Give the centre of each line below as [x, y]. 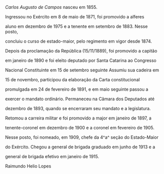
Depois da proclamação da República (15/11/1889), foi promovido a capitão [81, 51]
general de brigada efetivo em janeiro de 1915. [52, 156]
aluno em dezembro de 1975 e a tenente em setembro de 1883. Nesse [76, 26]
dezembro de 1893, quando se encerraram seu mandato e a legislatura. [78, 108]
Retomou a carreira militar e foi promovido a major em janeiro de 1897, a [79, 118]
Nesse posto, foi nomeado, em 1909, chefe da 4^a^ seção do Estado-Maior [82, 137]
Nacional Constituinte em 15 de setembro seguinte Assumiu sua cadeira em [82, 70]
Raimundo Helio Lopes [28, 166]
